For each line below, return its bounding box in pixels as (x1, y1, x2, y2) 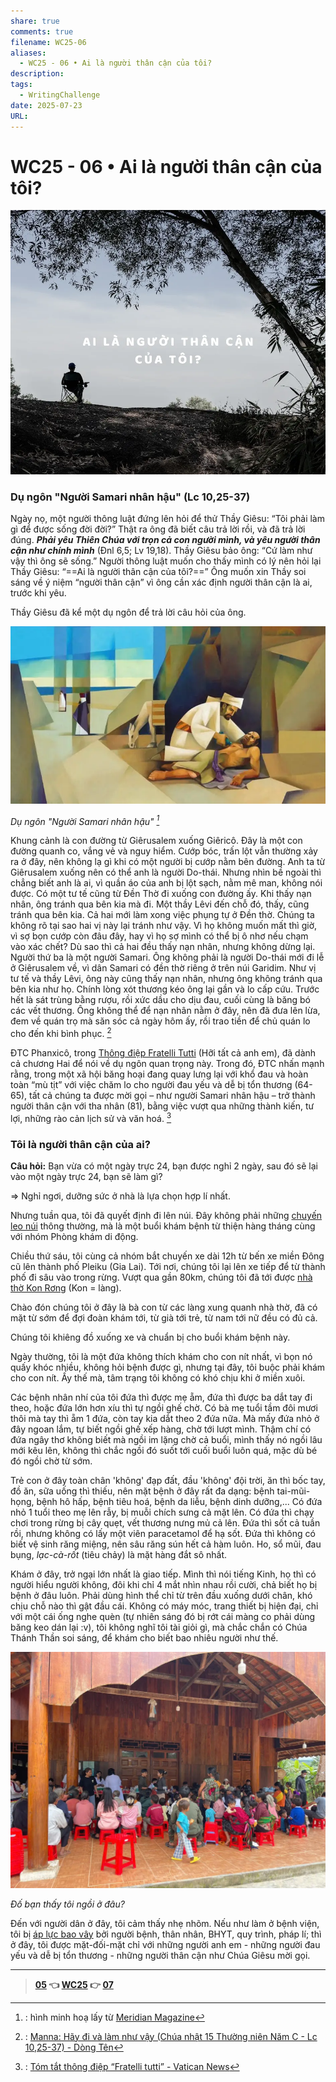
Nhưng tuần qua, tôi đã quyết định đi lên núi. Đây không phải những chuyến (10, 1210, 323, 1221)
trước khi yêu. (10, 587, 67, 599)
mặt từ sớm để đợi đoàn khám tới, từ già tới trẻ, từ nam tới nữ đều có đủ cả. (10, 1312, 318, 1324)
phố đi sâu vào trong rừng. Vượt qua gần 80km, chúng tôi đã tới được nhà (10, 1271, 313, 1283)
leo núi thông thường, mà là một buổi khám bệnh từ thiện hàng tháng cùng (10, 1220, 316, 1232)
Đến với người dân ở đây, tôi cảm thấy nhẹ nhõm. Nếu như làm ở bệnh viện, (10, 1917, 320, 1929)
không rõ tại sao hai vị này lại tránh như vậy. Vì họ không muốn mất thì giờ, (10, 920, 318, 932)
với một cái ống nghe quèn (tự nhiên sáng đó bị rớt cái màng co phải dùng (10, 1611, 316, 1622)
